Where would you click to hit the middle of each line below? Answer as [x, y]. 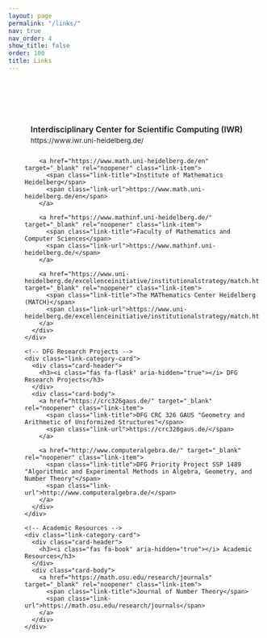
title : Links [30, 61]
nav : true [25, 31]
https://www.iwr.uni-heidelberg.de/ [87, 140]
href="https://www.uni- [90, 274]
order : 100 [27, 53]
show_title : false [39, 46]
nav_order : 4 [30, 38]
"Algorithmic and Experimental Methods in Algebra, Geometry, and [138, 471]
